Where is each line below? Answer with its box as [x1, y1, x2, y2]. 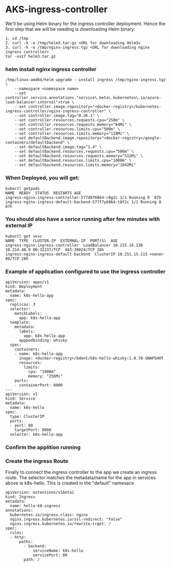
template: [10, 320, 31, 325]
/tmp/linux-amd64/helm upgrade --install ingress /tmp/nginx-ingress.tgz [5, 77, 166, 82]
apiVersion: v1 [5, 392, 38, 397]
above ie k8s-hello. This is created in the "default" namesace [5, 480, 134, 486]
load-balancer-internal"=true [5, 100, 70, 105]
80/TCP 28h [5, 256, 29, 261]
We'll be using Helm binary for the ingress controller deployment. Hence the [5, 20, 166, 27]
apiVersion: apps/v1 [5, 280, 50, 285]
